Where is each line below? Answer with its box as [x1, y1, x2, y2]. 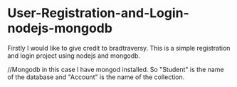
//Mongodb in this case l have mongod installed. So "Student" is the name [7, 65, 224, 73]
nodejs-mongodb [7, 20, 112, 36]
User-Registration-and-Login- [7, 5, 190, 21]
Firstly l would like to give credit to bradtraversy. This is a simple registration [7, 43, 231, 52]
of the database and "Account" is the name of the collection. [7, 73, 185, 81]
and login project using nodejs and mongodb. [7, 51, 141, 60]
